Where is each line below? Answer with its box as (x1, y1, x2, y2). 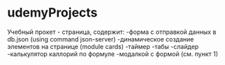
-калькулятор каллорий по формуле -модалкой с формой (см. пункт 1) (7, 50, 219, 58)
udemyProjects (7, 5, 98, 21)
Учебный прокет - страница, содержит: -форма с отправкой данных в (7, 28, 217, 36)
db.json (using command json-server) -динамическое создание (7, 35, 194, 43)
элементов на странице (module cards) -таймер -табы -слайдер (7, 42, 199, 50)
